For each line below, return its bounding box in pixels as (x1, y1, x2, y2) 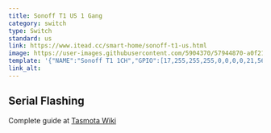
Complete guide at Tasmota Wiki (8, 115, 117, 125)
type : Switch (8, 27, 52, 35)
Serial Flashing (8, 94, 85, 108)
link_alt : (8, 64, 42, 73)
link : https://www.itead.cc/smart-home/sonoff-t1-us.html (8, 42, 207, 50)
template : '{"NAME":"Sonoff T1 (8, 57, 114, 65)
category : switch (8, 19, 67, 27)
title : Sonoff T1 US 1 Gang (8, 11, 103, 20)
